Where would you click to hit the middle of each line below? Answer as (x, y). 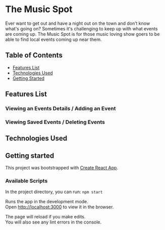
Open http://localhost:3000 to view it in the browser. (60, 207)
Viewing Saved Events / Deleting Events (55, 122)
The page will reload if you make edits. (45, 217)
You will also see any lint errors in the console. (53, 222)
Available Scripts (26, 181)
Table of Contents (34, 55)
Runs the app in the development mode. (47, 202)
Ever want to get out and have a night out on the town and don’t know (78, 23)
